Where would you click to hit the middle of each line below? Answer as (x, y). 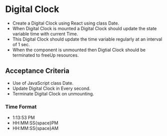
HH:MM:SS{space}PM (35, 123)
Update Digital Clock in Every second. (51, 88)
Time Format (21, 106)
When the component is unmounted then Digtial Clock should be (79, 50)
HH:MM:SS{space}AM (35, 128)
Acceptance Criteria (37, 71)
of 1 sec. (21, 44)
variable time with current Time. (45, 34)
